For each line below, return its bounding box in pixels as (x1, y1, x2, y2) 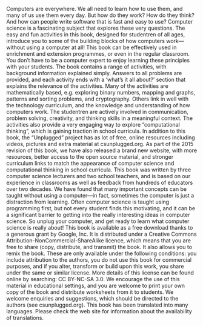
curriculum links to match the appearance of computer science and (6, 160, 175, 167)
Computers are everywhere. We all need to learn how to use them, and (6, 5, 183, 12)
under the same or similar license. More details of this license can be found (6, 269, 194, 276)
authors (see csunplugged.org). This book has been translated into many (6, 301, 188, 308)
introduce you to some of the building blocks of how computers (6, 38, 165, 44)
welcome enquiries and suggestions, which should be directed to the (6, 295, 179, 302)
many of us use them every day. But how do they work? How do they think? (6, 12, 195, 19)
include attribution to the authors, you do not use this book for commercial (6, 256, 192, 263)
